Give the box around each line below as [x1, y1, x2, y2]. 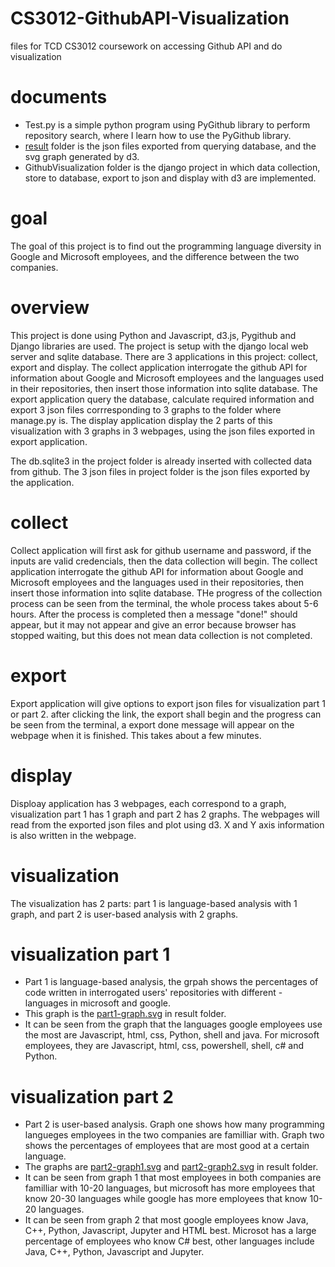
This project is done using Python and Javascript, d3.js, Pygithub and [10, 329, 297, 341]
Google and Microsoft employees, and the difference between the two [10, 250, 300, 262]
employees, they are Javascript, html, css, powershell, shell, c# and [24, 1040, 305, 1052]
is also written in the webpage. [10, 829, 137, 841]
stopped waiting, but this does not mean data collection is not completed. [10, 629, 313, 641]
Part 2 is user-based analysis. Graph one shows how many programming [24, 1118, 325, 1131]
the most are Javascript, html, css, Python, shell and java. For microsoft [24, 1029, 320, 1041]
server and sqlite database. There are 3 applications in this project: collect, [10, 350, 319, 362]
